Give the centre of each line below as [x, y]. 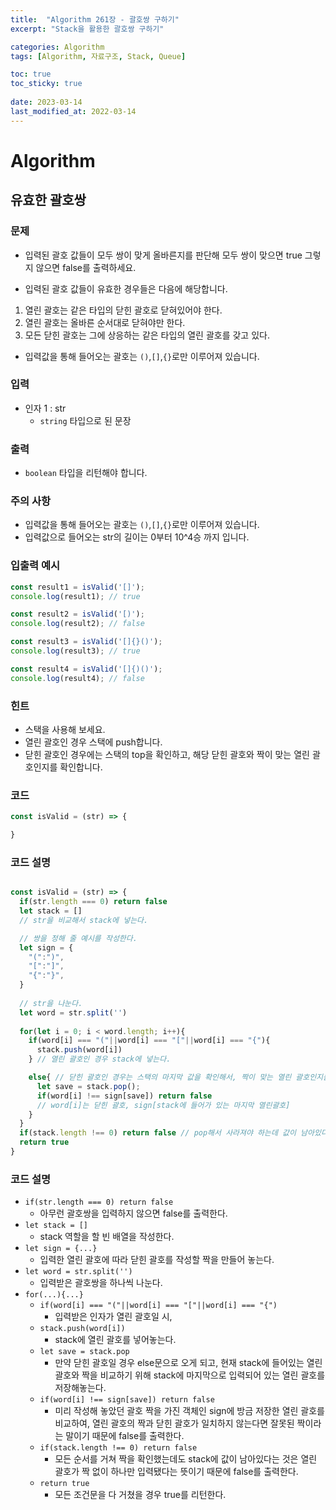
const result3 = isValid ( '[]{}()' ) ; [86, 642]
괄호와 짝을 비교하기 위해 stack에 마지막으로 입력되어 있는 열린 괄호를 [190, 1375]
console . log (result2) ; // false [77, 624]
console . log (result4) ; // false [77, 678]
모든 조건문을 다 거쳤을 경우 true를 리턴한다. [140, 1495]
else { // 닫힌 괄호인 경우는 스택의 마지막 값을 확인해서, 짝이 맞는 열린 [160, 1077]
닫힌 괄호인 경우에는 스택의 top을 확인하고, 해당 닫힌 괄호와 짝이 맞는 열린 [167, 754]
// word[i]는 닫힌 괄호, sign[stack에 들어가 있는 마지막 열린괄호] [163, 1105]
